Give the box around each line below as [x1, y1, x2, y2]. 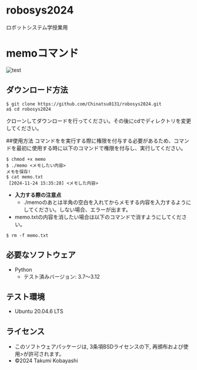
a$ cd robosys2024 [6, 106, 51, 112]
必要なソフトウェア [6, 250, 76, 260]
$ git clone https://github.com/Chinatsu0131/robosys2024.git [6, 101, 162, 107]
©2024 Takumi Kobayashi [14, 357, 78, 364]
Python [14, 266, 32, 273]
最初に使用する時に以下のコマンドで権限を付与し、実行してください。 [16, 144, 186, 151]
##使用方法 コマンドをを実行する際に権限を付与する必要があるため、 [6, 137, 174, 144]
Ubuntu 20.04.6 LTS [14, 308, 64, 315]
